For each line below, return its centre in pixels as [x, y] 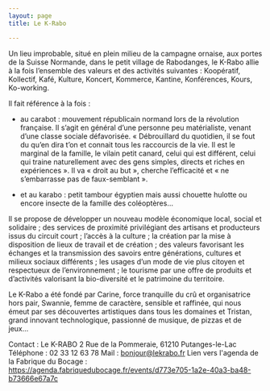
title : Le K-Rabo [37, 23]
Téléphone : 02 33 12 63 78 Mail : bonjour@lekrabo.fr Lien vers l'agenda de [134, 352]
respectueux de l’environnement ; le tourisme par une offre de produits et [130, 270]
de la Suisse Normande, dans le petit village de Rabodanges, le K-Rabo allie [134, 62]
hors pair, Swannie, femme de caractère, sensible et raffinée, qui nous [125, 302]
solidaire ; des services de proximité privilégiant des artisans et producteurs [134, 227]
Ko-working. [29, 87]
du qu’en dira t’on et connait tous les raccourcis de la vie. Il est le [127, 144]
